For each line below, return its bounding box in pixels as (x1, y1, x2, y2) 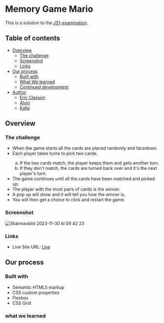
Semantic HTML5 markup (12, 284, 65, 290)
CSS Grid (12, 300, 31, 306)
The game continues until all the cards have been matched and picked (12, 176, 155, 182)
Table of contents (5, 34, 60, 42)
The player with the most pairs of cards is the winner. (12, 186, 121, 192)
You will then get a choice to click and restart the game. (12, 197, 126, 203)
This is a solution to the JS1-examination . (5, 20, 89, 26)
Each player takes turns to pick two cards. (12, 151, 98, 157)
